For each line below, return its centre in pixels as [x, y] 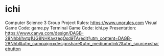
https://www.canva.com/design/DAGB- [45, 33]
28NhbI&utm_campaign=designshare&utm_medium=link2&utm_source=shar [82, 43]
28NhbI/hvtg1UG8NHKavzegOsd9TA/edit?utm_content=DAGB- [69, 38]
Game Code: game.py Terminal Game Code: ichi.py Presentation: [71, 28]
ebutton [13, 49]
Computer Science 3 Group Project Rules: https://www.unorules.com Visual [81, 23]
